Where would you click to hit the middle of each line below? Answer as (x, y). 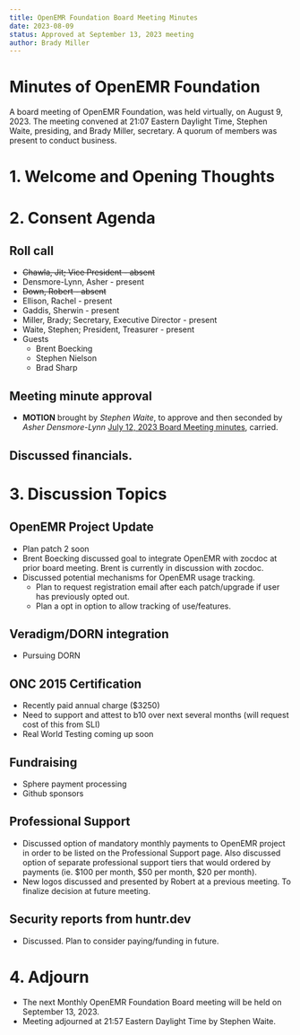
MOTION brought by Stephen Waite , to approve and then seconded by (152, 417)
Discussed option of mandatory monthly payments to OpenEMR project (154, 843)
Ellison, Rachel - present (67, 301)
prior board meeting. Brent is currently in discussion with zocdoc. (143, 567)
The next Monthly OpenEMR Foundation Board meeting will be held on (152, 1002)
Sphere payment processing (74, 784)
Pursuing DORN (51, 655)
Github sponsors (53, 794)
